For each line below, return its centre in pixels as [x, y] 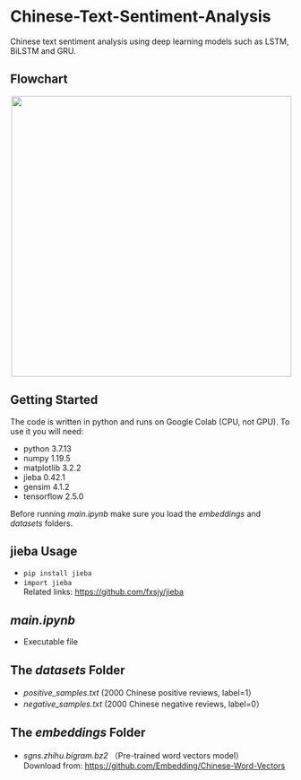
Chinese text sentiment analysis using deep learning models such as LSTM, [150, 41]
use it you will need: [47, 431]
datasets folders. [42, 523]
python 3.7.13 [47, 448]
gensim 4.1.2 [46, 486]
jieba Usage [44, 551]
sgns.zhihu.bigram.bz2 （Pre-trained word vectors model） [133, 755]
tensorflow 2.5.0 [53, 496]
